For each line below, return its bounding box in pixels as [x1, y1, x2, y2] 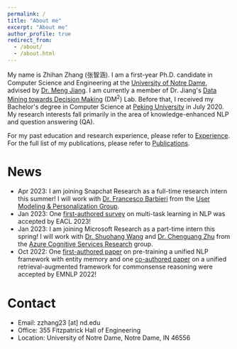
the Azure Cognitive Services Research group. [17, 240, 154, 249]
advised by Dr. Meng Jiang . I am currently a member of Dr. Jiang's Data [7, 86, 217, 95]
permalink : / [7, 10, 46, 18]
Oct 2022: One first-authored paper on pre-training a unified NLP [17, 247, 209, 256]
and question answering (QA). [7, 117, 95, 126]
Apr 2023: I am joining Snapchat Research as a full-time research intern [17, 187, 228, 195]
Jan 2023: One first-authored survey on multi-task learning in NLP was [17, 210, 226, 218]
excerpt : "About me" [7, 23, 69, 31]
